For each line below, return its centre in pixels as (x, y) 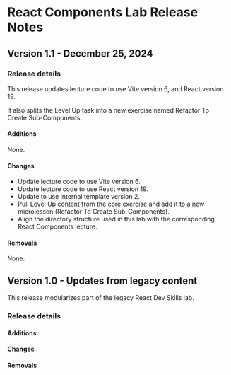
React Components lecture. (57, 226)
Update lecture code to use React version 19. (83, 189)
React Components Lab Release (103, 12)
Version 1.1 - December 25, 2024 (80, 53)
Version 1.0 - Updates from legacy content (102, 281)
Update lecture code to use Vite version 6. (79, 182)
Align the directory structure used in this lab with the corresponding (116, 219)
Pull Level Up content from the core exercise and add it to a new (111, 204)
